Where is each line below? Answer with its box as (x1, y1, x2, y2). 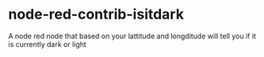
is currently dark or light (8, 39, 87, 48)
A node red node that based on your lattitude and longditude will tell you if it (8, 31, 256, 41)
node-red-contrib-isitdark (8, 5, 185, 23)
